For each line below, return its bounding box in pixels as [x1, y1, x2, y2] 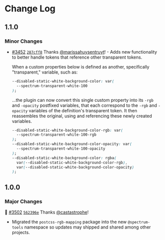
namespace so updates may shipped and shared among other [24, 224, 151, 230]
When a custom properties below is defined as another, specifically [11, 64, 150, 70]
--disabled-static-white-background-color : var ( [11, 79, 114, 83]
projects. [11, 229, 30, 235]
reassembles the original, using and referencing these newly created [11, 113, 152, 119]
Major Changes [4, 198, 43, 205]
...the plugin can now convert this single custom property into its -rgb [11, 97, 154, 103]
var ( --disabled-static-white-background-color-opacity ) [16, 164, 134, 169]
